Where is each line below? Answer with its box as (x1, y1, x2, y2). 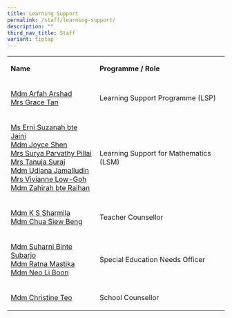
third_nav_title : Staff (7, 29, 76, 37)
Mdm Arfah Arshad (10, 89, 72, 99)
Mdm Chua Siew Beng (10, 217, 83, 227)
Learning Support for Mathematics (99, 149, 211, 158)
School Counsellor (99, 293, 159, 303)
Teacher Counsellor (99, 212, 164, 222)
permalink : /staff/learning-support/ (7, 17, 116, 24)
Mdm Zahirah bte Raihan (10, 183, 90, 193)
